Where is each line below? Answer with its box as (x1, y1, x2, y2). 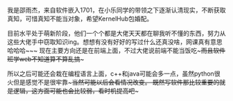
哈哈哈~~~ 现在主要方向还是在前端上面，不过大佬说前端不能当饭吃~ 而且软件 (7, 47, 225, 54)
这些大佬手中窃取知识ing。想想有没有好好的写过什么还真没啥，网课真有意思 (7, 38, 223, 46)
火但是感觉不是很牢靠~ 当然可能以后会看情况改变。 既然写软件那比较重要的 (7, 78, 220, 86)
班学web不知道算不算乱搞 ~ (7, 55, 85, 63)
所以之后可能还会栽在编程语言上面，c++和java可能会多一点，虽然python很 (7, 69, 221, 78)
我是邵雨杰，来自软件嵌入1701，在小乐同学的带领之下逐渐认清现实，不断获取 (7, 6, 226, 14)
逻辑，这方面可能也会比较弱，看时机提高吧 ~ (12, 87, 139, 95)
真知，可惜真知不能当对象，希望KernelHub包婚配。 (7, 14, 153, 23)
